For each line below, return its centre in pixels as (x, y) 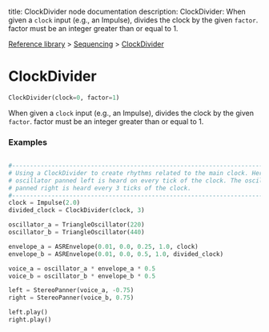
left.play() (28, 312)
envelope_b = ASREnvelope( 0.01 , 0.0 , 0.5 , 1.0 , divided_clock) (116, 254)
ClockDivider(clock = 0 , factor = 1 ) (64, 98)
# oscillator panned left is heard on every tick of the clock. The (125, 180)
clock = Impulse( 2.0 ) (44, 203)
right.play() (30, 320)
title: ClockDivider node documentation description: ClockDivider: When (127, 12)
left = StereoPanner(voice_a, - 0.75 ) (71, 290)
